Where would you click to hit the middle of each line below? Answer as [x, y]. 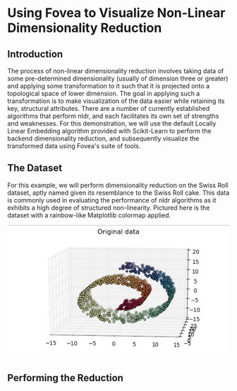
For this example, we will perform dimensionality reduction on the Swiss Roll [118, 185]
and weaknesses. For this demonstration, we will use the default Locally [112, 124]
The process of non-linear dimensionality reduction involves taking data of [116, 71]
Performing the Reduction [65, 378]
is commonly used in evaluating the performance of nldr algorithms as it [112, 200]
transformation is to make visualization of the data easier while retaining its [116, 101]
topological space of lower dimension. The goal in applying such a [104, 94]
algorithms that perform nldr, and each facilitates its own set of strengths [113, 116]
